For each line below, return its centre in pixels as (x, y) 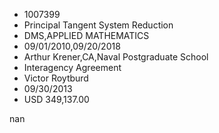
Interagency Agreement (72, 67)
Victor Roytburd (56, 78)
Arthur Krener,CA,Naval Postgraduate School (116, 57)
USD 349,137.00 (56, 99)
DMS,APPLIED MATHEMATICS (86, 35)
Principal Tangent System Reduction (98, 25)
